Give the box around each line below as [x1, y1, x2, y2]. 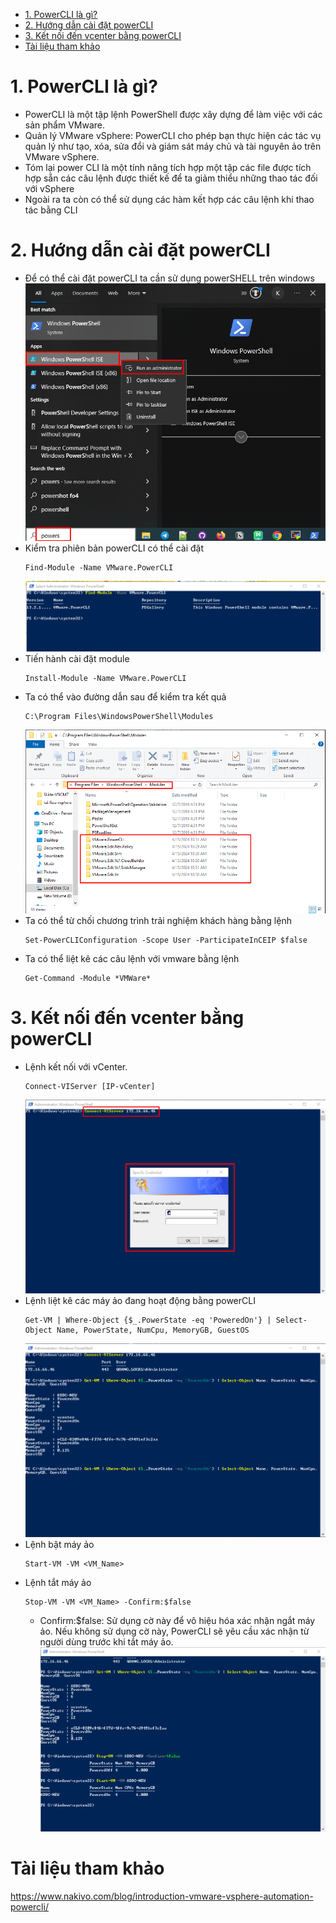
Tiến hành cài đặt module [24, 653, 130, 665]
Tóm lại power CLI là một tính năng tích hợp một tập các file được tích [24, 161, 312, 173]
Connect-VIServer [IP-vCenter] [24, 1081, 156, 1091]
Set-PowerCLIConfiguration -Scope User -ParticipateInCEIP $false [24, 935, 308, 945]
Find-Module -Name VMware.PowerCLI [24, 562, 174, 573]
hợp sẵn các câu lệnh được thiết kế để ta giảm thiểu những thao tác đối [24, 172, 318, 184]
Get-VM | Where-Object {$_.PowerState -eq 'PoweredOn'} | [24, 1315, 272, 1325]
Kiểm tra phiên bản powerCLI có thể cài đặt [24, 542, 205, 554]
